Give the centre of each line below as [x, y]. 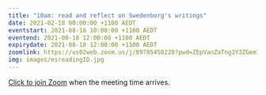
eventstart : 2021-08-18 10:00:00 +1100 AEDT [83, 30]
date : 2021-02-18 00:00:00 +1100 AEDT [72, 23]
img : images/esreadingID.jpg [56, 60]
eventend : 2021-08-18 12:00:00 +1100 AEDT [79, 38]
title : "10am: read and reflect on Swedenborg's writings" [108, 15]
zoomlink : [25, 52]
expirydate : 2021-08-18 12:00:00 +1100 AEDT [83, 45]
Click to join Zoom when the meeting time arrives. [89, 82]
